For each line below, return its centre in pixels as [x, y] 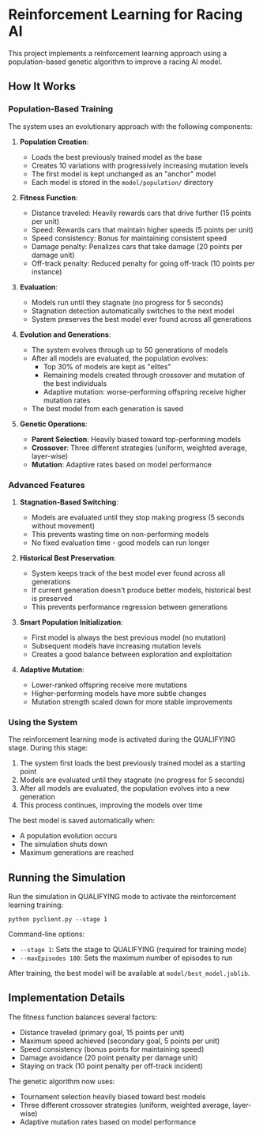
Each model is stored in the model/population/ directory [122, 182]
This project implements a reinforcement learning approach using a [118, 53]
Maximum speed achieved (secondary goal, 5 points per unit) [120, 1041]
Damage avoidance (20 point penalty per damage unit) [109, 1057]
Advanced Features [47, 485]
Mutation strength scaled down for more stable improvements [132, 701]
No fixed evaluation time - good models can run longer [120, 542]
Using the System [43, 722]
